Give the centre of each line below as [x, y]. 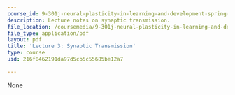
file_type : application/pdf [48, 33]
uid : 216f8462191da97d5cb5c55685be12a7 [65, 59]
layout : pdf [24, 40]
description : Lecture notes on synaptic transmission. [89, 20]
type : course [26, 53]
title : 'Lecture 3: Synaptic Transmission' [72, 46]
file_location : [29, 27]
